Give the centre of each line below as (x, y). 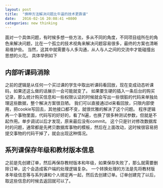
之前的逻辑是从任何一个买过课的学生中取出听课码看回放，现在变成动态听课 (79, 85)
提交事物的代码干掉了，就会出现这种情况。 (48, 133)
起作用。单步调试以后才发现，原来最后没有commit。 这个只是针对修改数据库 (81, 121)
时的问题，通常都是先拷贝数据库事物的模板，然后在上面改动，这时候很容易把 (81, 127)
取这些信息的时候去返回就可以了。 (39, 181)
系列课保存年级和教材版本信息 (50, 150)
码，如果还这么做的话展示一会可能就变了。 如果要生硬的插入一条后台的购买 (80, 91)
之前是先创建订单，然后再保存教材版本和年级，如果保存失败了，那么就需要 (79, 162)
